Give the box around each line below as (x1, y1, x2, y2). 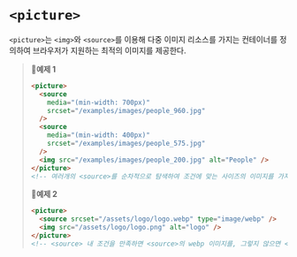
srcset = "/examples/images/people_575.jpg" (47, 140, 206, 148)
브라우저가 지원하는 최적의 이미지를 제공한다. (32, 45, 187, 56)
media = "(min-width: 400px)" (47, 131, 150, 140)
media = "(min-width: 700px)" (47, 98, 150, 107)
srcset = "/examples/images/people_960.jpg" (47, 106, 206, 115)
